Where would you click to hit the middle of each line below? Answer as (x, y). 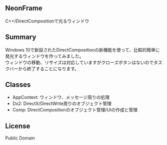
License (18, 126)
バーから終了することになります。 (44, 68)
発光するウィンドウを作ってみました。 (44, 56)
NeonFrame (24, 8)
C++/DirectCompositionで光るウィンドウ (47, 21)
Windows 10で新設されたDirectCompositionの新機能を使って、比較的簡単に (82, 50)
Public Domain (20, 138)
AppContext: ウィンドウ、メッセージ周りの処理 (61, 97)
